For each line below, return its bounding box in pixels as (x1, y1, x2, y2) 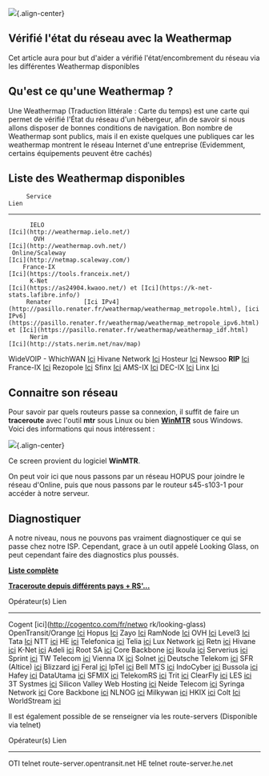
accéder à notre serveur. (8, 489, 90, 498)
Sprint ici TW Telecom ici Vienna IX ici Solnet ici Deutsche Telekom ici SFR (8, 654, 254, 663)
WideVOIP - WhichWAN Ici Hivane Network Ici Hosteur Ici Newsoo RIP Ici (8, 354, 250, 364)
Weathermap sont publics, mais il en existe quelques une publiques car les (8, 131, 255, 141)
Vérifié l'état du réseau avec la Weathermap (8, 32, 232, 46)
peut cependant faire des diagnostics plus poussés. (8, 550, 179, 560)
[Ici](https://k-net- (140, 284, 214, 292)
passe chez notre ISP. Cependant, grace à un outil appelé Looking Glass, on (8, 542, 259, 551)
